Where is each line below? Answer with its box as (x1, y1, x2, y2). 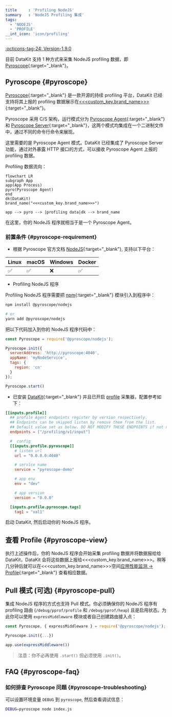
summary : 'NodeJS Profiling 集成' (5, 12, 84, 17)
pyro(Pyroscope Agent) (5, 187, 54, 192)
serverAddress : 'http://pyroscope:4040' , (10, 351, 100, 356)
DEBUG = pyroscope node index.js (5, 707, 72, 712)
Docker (78, 259, 96, 266)
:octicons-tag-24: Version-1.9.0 (5, 46, 72, 51)
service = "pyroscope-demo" (14, 467, 74, 472)
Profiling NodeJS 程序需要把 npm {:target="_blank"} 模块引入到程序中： (5, 292, 155, 298)
